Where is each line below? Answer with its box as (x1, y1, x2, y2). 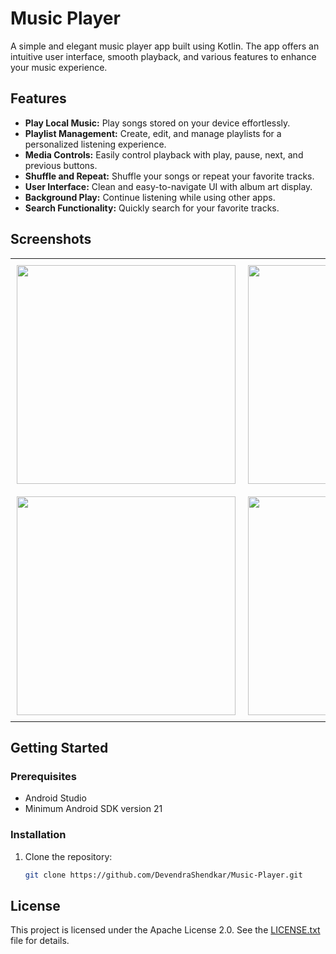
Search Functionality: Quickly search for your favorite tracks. (24, 202, 280, 214)
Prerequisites (10, 769, 77, 783)
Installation (10, 828, 67, 842)
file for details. (10, 935, 70, 947)
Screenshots (10, 231, 92, 248)
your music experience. (10, 61, 108, 73)
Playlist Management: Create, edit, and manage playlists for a (24, 127, 282, 139)
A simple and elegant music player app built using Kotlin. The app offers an (10, 40, 320, 52)
